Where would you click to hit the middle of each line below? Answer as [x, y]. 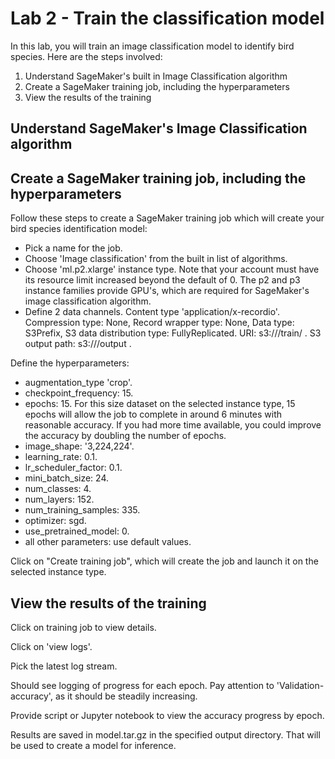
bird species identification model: [79, 229]
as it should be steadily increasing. [126, 696]
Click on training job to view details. [83, 627]
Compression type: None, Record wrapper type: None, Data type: [159, 323]
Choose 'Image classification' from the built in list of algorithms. [156, 259]
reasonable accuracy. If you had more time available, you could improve [173, 425]
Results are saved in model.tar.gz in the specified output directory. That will [165, 734]
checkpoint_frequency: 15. [79, 393]
